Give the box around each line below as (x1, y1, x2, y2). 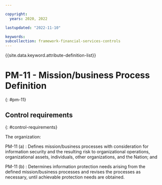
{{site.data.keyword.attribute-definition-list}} (5, 53, 97, 59)
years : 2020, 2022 (9, 16, 48, 21)
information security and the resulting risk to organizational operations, (5, 148, 150, 154)
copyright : (5, 11, 28, 16)
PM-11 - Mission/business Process (5, 70, 150, 81)
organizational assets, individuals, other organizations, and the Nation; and (5, 154, 158, 160)
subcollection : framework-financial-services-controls (5, 39, 121, 44)
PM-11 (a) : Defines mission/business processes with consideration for (5, 143, 149, 149)
